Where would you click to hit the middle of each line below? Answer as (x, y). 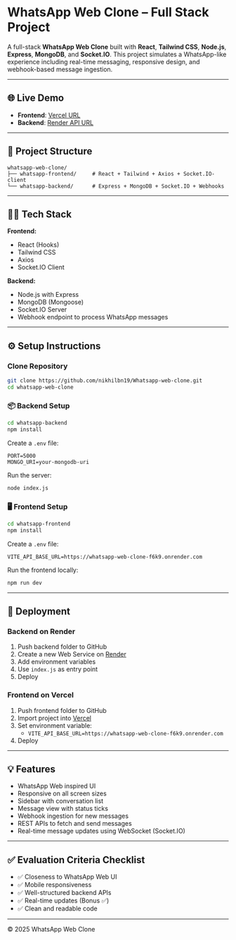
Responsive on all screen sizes (62, 793)
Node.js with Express (48, 295)
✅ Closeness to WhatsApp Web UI (67, 877)
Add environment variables (57, 662)
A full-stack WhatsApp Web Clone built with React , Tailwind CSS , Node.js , (117, 47)
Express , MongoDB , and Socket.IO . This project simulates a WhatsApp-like (117, 54)
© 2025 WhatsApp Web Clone (51, 929)
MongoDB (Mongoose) (51, 302)
